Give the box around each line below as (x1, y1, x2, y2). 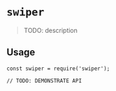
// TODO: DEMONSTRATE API (6, 77, 82, 84)
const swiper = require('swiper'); (6, 65, 110, 72)
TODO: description (23, 26, 78, 34)
